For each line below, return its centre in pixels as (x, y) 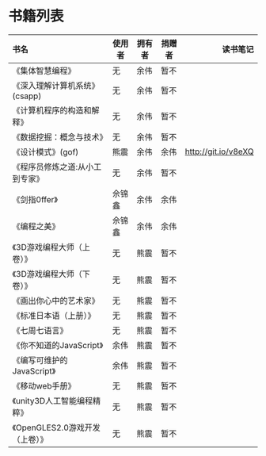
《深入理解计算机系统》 (56, 86)
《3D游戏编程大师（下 (51, 274)
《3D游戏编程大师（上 (51, 247)
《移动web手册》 (44, 385)
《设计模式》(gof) (46, 151)
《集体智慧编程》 (44, 71)
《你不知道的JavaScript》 (58, 345)
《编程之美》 (36, 226)
